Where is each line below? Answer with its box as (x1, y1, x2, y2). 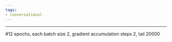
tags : (5, 7, 17, 13)
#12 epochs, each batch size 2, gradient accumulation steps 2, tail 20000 (5, 31, 160, 37)
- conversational (5, 12, 42, 17)
